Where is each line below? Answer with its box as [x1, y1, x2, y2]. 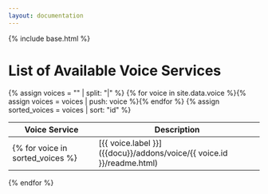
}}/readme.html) [98, 157, 158, 168]
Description [154, 124, 200, 135]
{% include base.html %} [8, 34, 90, 43]
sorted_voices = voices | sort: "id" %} [8, 105, 132, 114]
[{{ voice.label [98, 137, 151, 148]
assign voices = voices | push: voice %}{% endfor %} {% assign [8, 97, 220, 106]
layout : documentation [8, 11, 84, 20]
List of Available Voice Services [8, 61, 222, 80]
